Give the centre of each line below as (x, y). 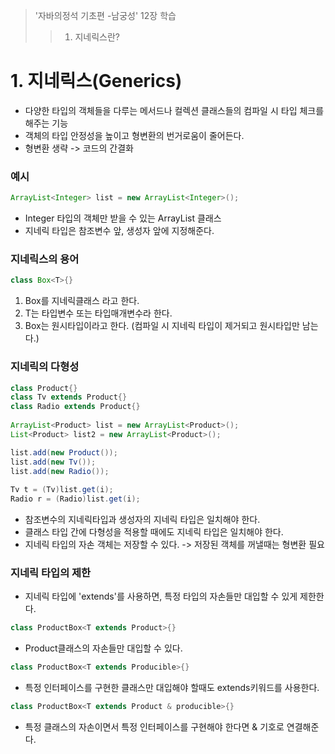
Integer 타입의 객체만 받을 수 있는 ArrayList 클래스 (123, 218)
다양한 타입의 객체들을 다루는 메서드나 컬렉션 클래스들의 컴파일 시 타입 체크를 (174, 110)
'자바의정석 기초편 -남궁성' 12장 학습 (105, 15)
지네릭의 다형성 (45, 367)
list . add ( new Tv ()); (53, 462)
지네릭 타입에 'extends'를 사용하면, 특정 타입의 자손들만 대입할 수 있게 (161, 596)
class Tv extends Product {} (69, 397)
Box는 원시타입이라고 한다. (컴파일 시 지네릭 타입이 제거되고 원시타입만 (162, 326)
